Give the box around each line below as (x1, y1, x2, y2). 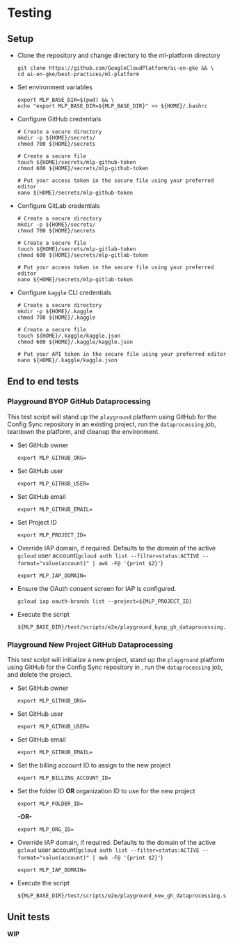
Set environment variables (17, 83, 93, 91)
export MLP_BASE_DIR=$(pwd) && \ (17, 96, 115, 103)
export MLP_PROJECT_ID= (17, 532, 87, 539)
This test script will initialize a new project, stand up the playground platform (7, 655, 225, 664)
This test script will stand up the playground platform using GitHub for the (7, 412, 217, 421)
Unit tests (7, 911, 50, 923)
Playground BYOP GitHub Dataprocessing (7, 396, 151, 406)
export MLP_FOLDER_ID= (17, 800, 83, 807)
